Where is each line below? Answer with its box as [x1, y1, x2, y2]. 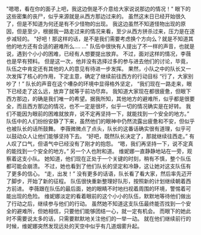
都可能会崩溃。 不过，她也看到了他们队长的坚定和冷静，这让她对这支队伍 [6, 162, 186, 170]
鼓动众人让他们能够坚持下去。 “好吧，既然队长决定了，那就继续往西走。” [11, 132, 188, 140]
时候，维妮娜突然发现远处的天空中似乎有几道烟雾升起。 [6, 222, 142, 230]
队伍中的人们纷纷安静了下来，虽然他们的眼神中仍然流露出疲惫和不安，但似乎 [6, 117, 195, 125]
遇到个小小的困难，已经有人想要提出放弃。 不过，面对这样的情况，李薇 [16, 50, 191, 57]
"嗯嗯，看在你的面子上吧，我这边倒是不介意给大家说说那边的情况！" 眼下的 [6, 5, 191, 12]
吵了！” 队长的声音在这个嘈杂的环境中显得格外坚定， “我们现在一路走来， [6, 80, 187, 87]
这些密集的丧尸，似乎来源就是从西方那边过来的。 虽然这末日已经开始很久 [6, 13, 186, 20]
